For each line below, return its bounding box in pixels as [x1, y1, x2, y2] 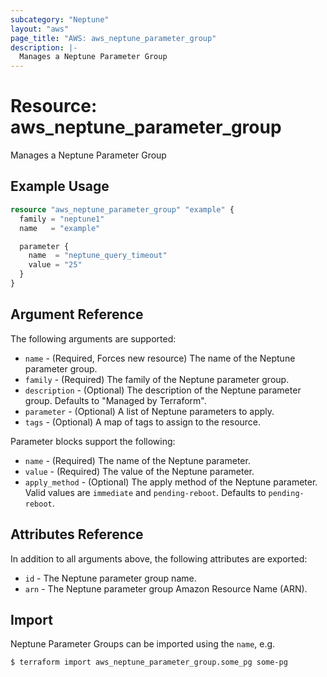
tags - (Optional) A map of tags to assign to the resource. [24, 416, 262, 428]
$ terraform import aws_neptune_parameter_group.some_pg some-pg [10, 657, 288, 668]
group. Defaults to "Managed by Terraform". [24, 394, 207, 406]
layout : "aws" [10, 24, 70, 34]
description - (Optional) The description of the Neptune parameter [24, 384, 302, 396]
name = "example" [19, 223, 101, 233]
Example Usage [10, 178, 110, 195]
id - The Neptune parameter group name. [24, 572, 197, 584]
